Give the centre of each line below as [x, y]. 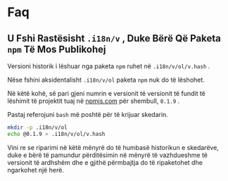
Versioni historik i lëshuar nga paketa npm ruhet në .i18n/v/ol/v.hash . [109, 66]
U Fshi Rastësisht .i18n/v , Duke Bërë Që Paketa [114, 38]
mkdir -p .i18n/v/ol [38, 127]
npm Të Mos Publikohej [57, 49]
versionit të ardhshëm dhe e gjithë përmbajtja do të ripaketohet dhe [105, 162]
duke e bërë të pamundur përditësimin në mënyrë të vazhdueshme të [107, 155]
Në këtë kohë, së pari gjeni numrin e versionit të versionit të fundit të [107, 93]
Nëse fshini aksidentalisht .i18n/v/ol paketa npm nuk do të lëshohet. [106, 80]
